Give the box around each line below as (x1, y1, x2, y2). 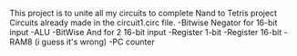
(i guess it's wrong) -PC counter (34, 36, 155, 47)
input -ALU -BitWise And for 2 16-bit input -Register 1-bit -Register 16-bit (9, 27, 282, 37)
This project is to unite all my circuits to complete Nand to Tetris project (9, 8, 278, 18)
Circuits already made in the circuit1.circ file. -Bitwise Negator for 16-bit (9, 17, 278, 28)
